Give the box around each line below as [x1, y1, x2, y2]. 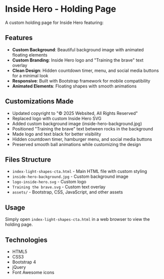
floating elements [12, 52, 47, 58]
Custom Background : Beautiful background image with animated [12, 46, 144, 52]
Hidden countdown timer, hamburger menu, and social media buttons [12, 136, 152, 142]
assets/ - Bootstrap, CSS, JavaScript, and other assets [12, 189, 123, 195]
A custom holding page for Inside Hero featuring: [5, 20, 104, 25]
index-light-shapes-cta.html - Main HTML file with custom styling [12, 169, 147, 174]
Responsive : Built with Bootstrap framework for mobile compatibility [12, 78, 151, 84]
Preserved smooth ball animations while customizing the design [12, 141, 141, 147]
